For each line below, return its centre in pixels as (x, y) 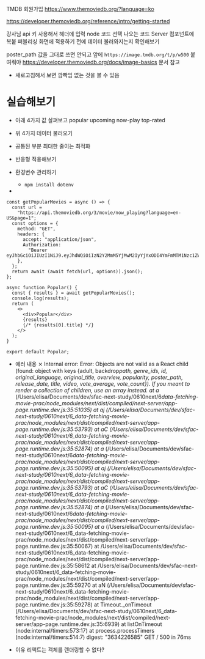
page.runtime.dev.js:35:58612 (52, 565)
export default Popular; (38, 352)
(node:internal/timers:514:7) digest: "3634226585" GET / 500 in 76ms (103, 637)
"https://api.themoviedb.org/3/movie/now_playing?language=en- (99, 213)
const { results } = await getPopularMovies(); (74, 293)
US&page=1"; (21, 218)
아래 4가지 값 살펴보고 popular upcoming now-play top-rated (90, 120)
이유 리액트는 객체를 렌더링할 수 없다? (60, 649)
